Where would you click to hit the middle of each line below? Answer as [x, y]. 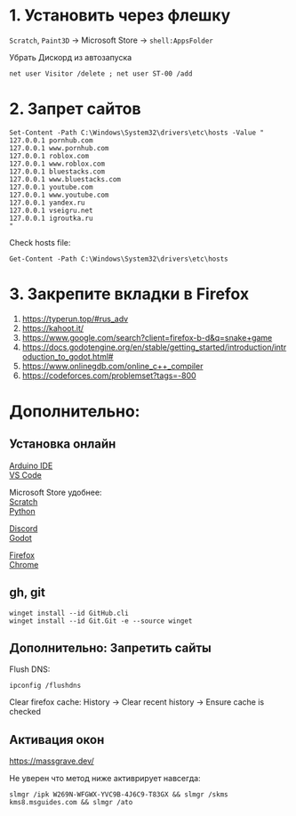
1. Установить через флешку [120, 16]
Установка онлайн [63, 444]
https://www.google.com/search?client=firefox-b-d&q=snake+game [147, 337]
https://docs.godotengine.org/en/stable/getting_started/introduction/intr [154, 347]
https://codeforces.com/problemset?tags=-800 [109, 376]
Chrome [24, 564]
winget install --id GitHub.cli [69, 613]
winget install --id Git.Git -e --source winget [101, 621]
